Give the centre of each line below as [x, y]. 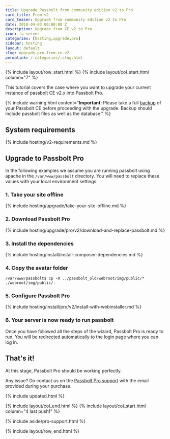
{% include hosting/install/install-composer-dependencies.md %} [74, 254]
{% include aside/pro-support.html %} [45, 421]
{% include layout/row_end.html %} [42, 431]
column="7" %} [22, 78]
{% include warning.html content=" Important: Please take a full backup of [83, 103]
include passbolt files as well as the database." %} [58, 114]
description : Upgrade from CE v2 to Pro [49, 29]
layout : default [22, 48]
